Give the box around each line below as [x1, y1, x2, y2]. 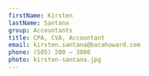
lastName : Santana [8, 19, 69, 27]
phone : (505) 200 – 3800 [8, 48, 91, 56]
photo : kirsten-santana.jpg [8, 56, 102, 64]
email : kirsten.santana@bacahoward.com [8, 41, 141, 49]
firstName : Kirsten [8, 11, 73, 20]
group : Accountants [8, 26, 73, 34]
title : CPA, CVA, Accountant [8, 33, 105, 42]
